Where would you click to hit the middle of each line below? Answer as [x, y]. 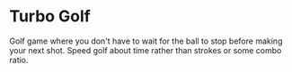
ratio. [19, 60]
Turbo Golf [50, 16]
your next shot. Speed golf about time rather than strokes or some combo [146, 50]
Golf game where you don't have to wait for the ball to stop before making [146, 41]
